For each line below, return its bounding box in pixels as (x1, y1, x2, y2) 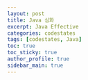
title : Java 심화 (7, 17, 54, 24)
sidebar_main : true (7, 62, 64, 69)
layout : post (7, 10, 45, 17)
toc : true (7, 42, 36, 49)
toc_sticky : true (7, 49, 58, 56)
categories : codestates (7, 29, 76, 37)
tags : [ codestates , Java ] (7, 36, 82, 43)
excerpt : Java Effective (7, 23, 79, 30)
